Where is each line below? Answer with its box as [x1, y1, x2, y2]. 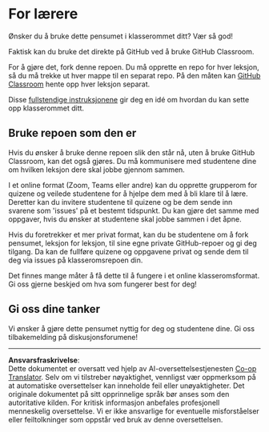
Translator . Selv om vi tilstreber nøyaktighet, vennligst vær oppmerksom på [8, 372, 256, 382]
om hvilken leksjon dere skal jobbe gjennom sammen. [8, 165, 186, 174]
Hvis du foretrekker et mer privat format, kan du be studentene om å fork [8, 230, 249, 239]
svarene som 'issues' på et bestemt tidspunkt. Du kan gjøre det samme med [8, 206, 259, 215]
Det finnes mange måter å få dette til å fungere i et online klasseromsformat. [8, 270, 260, 280]
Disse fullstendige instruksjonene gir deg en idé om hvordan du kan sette [8, 94, 250, 104]
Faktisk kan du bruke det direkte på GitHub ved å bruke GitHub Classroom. [8, 46, 255, 56]
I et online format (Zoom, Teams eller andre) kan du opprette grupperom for [8, 180, 258, 190]
